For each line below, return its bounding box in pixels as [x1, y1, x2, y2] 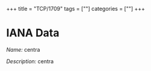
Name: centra [6, 46, 40, 53]
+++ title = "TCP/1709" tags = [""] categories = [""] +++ [6, 5, 146, 12]
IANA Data [6, 26, 60, 40]
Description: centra [6, 57, 54, 65]
